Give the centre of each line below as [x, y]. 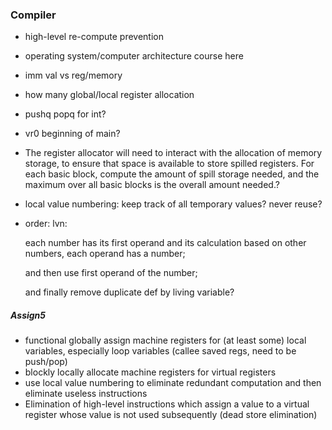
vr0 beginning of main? [72, 134]
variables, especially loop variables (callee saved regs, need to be [160, 351]
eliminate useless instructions [86, 394]
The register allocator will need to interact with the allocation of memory [173, 153]
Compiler [33, 15]
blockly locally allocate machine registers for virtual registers [150, 372]
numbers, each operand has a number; [105, 254]
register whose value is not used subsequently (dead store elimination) [171, 415]
